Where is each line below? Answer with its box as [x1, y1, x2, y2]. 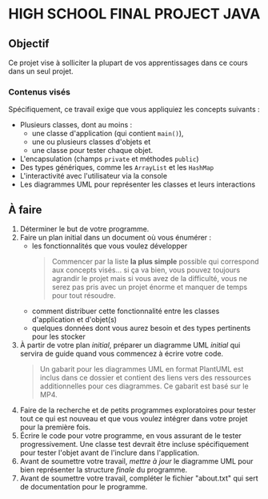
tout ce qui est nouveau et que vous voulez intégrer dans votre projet [19, 414, 248, 424]
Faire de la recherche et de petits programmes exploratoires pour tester [19, 405, 256, 415]
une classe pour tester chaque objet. [31, 146, 154, 155]
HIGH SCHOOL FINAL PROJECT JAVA [8, 5, 261, 23]
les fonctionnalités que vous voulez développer [31, 241, 188, 251]
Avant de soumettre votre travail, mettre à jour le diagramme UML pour [19, 457, 254, 466]
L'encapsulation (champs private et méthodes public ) [19, 154, 199, 164]
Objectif [8, 37, 50, 50]
